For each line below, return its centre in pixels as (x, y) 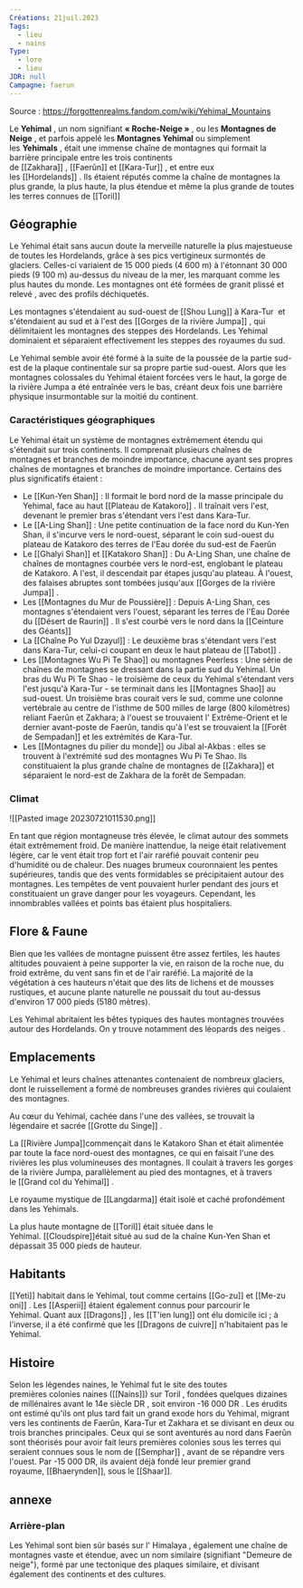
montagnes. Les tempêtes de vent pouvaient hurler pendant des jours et (144, 884)
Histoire (32, 1363)
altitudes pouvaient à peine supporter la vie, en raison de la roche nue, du (147, 963)
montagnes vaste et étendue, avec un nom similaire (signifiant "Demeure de (151, 1554)
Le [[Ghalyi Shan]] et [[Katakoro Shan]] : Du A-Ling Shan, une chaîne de (156, 553)
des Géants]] (47, 630)
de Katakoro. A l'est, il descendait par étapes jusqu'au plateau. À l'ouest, (158, 573)
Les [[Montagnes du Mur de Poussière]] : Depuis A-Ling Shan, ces (146, 602)
